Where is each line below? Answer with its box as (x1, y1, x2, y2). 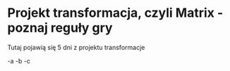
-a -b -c (7, 56, 30, 65)
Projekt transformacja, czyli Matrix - (7, 5, 224, 21)
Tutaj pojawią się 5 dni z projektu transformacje (7, 43, 145, 51)
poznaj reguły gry (7, 20, 113, 36)
